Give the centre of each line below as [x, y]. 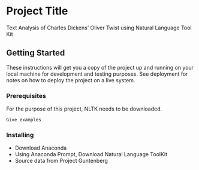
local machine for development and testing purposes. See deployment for [97, 74]
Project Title [37, 11]
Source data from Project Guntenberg [61, 161]
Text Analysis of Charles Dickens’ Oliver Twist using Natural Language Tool [99, 28]
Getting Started [36, 53]
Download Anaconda [41, 148]
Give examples [24, 120]
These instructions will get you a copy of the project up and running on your [100, 67]
